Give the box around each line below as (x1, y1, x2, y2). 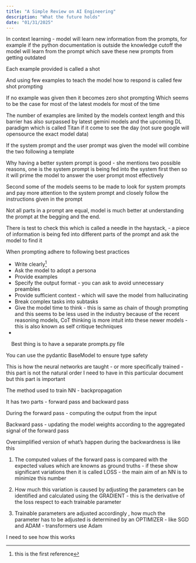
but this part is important (6, 376, 65, 383)
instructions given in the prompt (6, 195, 83, 202)
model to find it (6, 237, 43, 244)
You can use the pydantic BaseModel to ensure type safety (6, 352, 148, 359)
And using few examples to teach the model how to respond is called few (6, 77, 182, 84)
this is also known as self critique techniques (14, 323, 123, 330)
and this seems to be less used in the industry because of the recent (14, 311, 180, 318)
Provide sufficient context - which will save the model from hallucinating (14, 292, 188, 299)
